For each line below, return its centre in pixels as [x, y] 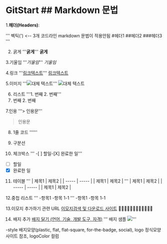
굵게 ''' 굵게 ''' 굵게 [30, 51]
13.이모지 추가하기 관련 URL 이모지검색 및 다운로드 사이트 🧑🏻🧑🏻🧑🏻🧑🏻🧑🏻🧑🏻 [79, 208]
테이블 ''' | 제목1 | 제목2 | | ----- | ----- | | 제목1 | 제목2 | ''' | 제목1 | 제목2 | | [87, 181]
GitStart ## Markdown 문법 [62, 10]
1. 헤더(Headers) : [22, 25]
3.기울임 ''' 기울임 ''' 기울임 [31, 62]
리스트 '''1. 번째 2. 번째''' [37, 94]
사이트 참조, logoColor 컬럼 [32, 236]
